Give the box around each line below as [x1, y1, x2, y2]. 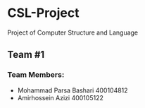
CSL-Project [7, 5, 80, 21]
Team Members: [7, 70, 65, 80]
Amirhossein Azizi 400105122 [17, 93, 103, 102]
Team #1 [7, 49, 45, 61]
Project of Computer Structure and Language [7, 28, 139, 37]
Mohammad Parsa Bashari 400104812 [17, 86, 128, 95]
